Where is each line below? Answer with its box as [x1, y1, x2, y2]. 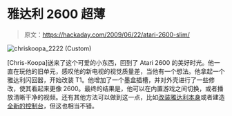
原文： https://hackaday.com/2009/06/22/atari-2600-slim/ [23, 30, 190, 39]
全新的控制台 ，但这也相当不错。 [7, 101, 98, 110]
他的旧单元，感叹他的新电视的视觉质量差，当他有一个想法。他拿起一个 [25, 67, 225, 75]
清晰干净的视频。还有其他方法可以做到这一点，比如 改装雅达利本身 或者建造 [12, 93, 225, 101]
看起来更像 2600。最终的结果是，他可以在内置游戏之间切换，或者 [30, 84, 217, 93]
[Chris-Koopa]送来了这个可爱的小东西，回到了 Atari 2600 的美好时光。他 [7, 58, 214, 66]
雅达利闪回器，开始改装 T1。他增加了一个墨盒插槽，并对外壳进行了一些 [7, 75, 209, 84]
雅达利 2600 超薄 [7, 6, 106, 22]
